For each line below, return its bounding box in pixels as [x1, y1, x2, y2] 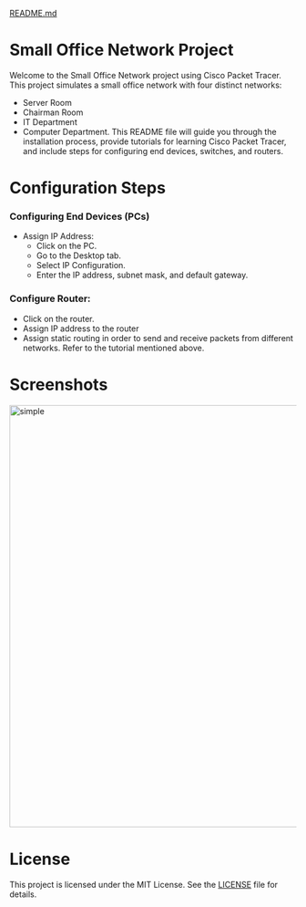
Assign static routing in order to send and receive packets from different [22, 332, 294, 343]
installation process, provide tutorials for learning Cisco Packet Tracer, [22, 136, 287, 147]
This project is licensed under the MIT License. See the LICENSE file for [9, 879, 279, 890]
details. [9, 889, 37, 900]
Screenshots [9, 374, 108, 395]
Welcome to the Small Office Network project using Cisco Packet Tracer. [9, 69, 282, 80]
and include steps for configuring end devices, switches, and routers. [22, 145, 284, 156]
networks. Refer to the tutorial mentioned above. [22, 342, 205, 353]
